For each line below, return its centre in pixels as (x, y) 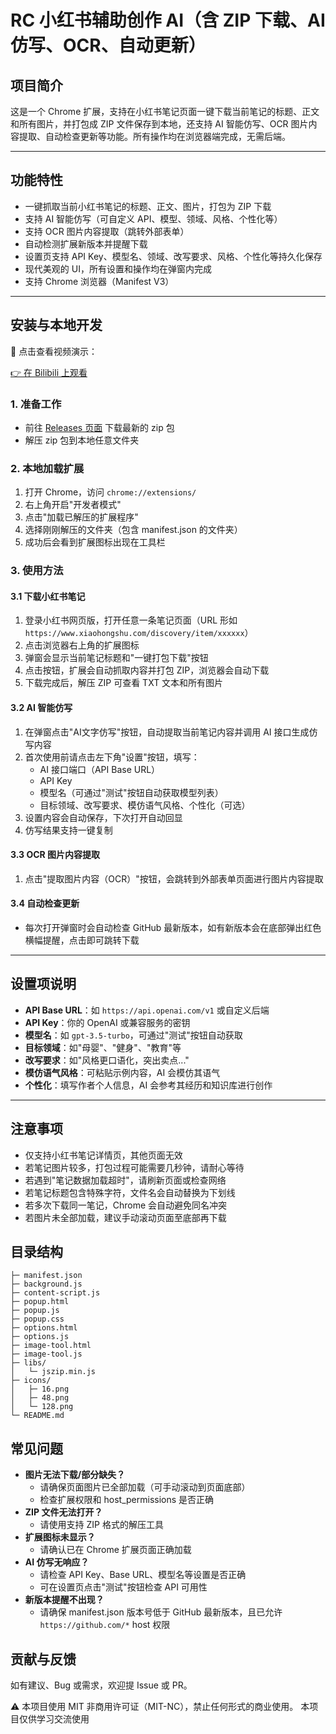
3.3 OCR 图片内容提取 (55, 855)
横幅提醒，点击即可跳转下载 (82, 940)
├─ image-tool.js (46, 1354)
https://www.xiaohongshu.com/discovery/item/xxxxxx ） (139, 633)
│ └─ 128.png (42, 1407)
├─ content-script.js (55, 1293)
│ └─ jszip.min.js (53, 1372)
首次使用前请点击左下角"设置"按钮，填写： (112, 757)
